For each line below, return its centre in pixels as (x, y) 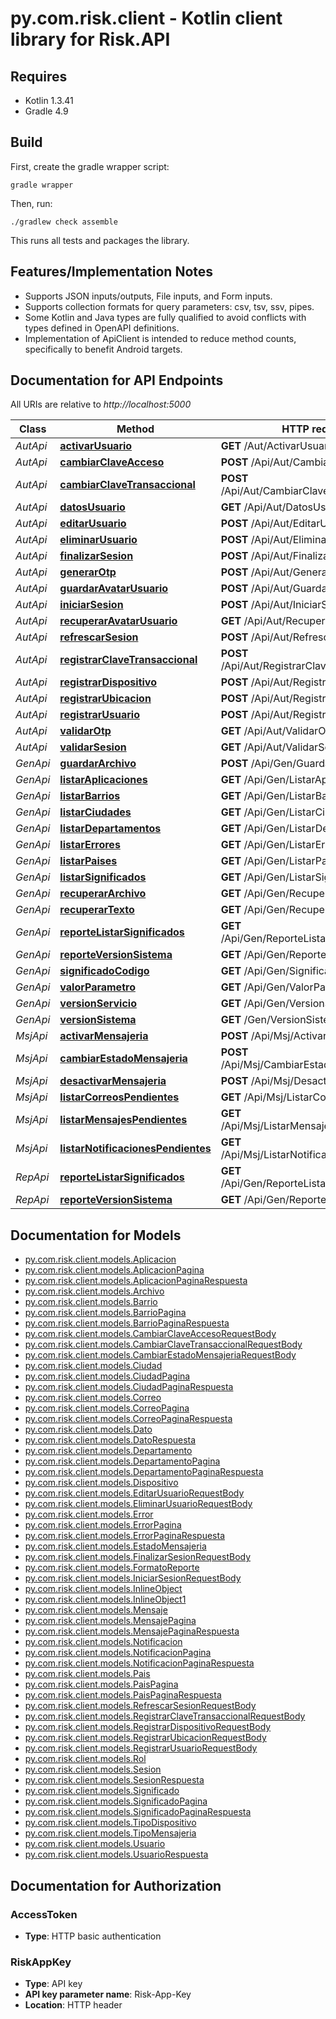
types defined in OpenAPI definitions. (102, 328)
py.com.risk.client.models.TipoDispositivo (110, 1823)
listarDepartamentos (110, 829)
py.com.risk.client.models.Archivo (94, 1291)
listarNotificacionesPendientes (135, 1149)
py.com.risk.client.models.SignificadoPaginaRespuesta (138, 1812)
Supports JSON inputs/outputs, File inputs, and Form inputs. (148, 296)
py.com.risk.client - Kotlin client (146, 18)
